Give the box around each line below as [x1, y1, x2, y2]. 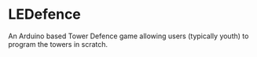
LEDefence [8, 5, 81, 23]
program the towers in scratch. [8, 39, 108, 48]
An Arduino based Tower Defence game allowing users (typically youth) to [8, 31, 249, 41]
